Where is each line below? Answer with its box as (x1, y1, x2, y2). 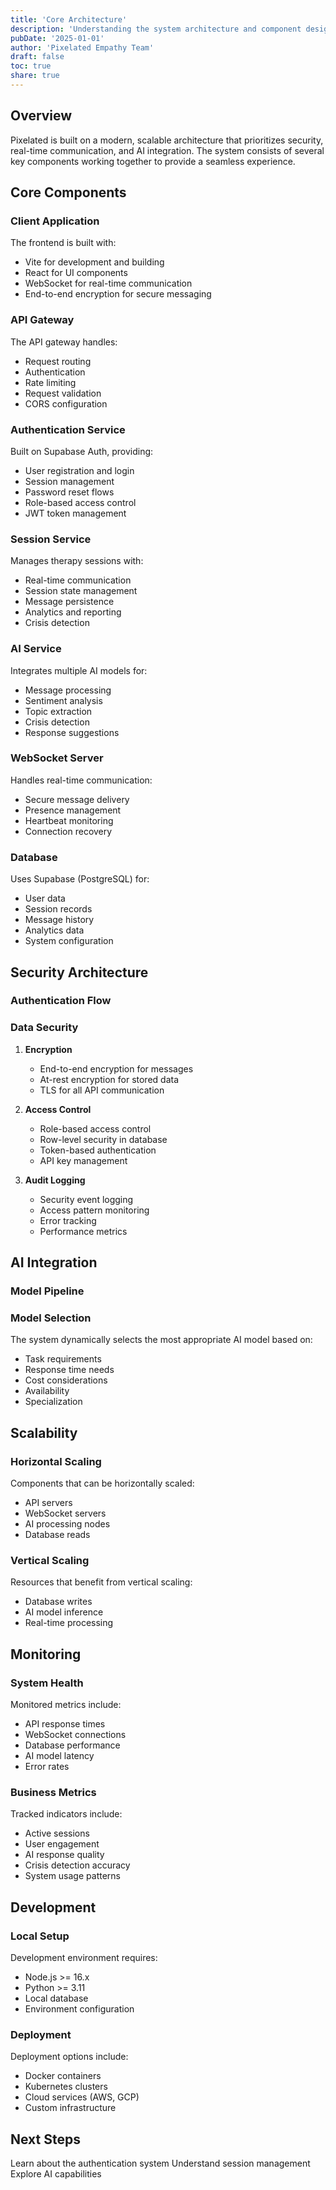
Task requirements (24, 1353, 102, 1365)
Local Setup (10, 1929, 70, 1943)
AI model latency (24, 1750, 95, 1762)
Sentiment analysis (24, 694, 103, 706)
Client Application (10, 214, 100, 228)
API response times (24, 1718, 106, 1730)
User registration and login (24, 464, 135, 476)
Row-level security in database (39, 1133, 168, 1145)
